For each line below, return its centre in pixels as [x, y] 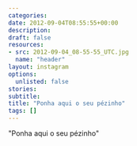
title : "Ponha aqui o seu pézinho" [67, 103]
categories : [28, 15]
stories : [23, 89]
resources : [26, 45]
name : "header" [40, 60]
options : [23, 74]
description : [30, 30]
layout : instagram [38, 67]
